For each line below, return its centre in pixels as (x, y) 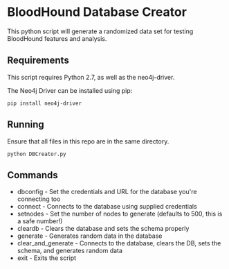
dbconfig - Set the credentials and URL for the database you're (107, 192)
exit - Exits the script (47, 258)
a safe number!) (40, 221)
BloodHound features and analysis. (57, 38)
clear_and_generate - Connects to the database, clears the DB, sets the (119, 243)
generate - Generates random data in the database (90, 236)
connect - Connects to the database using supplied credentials (107, 207)
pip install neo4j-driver (44, 103)
